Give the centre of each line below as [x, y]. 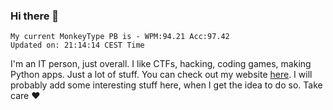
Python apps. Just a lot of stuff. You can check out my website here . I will [161, 75]
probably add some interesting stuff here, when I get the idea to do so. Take [166, 85]
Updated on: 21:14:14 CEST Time [77, 45]
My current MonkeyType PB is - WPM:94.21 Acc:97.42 [120, 37]
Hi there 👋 [35, 16]
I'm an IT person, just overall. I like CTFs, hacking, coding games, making [161, 64]
